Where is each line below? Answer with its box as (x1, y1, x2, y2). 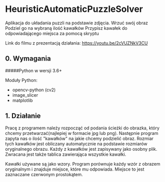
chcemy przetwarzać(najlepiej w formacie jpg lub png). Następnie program (5, 130, 159, 136)
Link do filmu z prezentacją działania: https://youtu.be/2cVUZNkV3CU (5, 40, 148, 46)
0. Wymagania (5, 55, 51, 63)
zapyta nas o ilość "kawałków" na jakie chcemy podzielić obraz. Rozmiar (5, 135, 154, 141)
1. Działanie (5, 112, 41, 120)
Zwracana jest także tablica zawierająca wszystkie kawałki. (5, 151, 126, 157)
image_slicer (12, 92, 39, 98)
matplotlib (12, 97, 33, 103)
